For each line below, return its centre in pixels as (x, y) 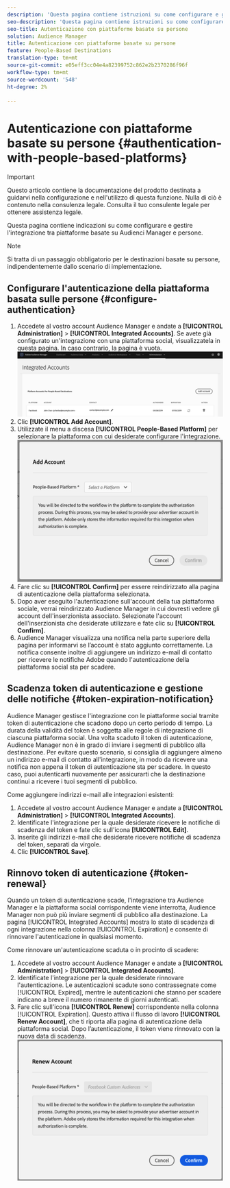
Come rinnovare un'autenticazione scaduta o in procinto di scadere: (103, 950)
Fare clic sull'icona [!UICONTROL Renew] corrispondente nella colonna (118, 1007)
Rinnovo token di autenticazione (77, 873)
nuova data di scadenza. (52, 1036)
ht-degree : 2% (27, 87)
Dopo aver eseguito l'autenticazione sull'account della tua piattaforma (116, 601)
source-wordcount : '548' (42, 80)
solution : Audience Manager (47, 36)
